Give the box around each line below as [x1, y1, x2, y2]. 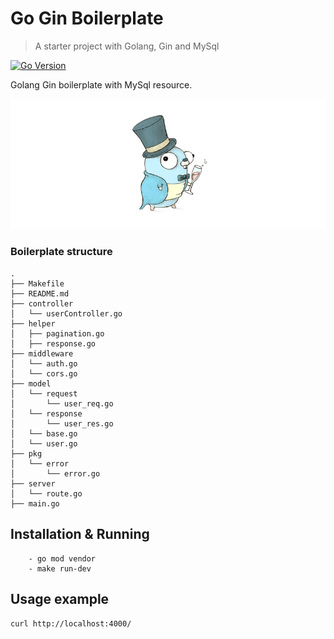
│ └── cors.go [10, 368, 78, 379]
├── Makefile [10, 278, 65, 289]
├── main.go [10, 498, 60, 509]
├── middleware [10, 348, 74, 359]
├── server [10, 478, 56, 489]
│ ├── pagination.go [10, 328, 105, 339]
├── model [10, 378, 52, 389]
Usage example [10, 590, 110, 607]
